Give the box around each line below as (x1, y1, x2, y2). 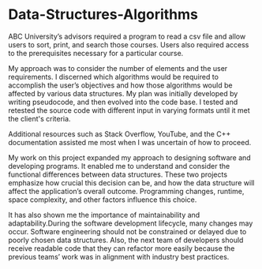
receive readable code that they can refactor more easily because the (8, 243, 235, 253)
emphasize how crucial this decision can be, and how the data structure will (8, 177, 255, 187)
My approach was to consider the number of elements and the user (8, 63, 228, 73)
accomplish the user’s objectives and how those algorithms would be (8, 80, 233, 90)
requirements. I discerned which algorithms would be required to (8, 72, 219, 81)
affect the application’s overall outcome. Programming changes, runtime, (8, 186, 245, 196)
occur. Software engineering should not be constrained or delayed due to (8, 226, 247, 236)
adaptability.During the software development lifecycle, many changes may (8, 219, 253, 228)
